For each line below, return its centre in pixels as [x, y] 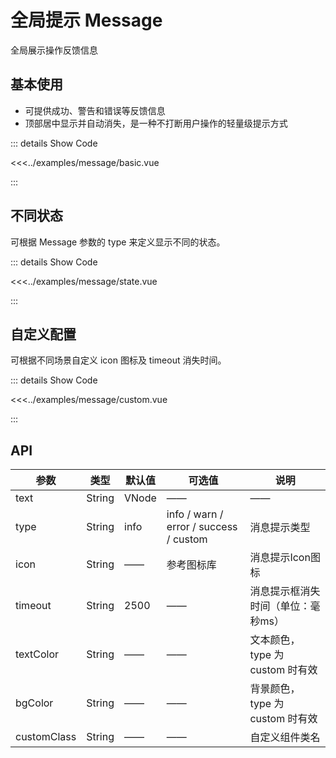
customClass [46, 737]
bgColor [34, 703]
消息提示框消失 [285, 591]
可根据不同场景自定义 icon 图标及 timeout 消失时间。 [118, 360]
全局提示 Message [86, 20]
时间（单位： [280, 606]
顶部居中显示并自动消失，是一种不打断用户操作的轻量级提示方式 [156, 123]
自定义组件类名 [285, 738]
